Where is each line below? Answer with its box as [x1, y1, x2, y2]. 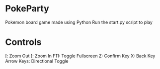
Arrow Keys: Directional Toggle [5, 58, 69, 64]
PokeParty [5, 3, 50, 14]
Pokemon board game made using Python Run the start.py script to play [5, 19, 153, 25]
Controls [5, 36, 42, 48]
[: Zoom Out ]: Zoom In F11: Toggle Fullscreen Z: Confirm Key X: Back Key [5, 53, 156, 59]
